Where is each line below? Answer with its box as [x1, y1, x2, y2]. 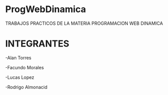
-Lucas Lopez [5, 74, 35, 80]
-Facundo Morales [5, 64, 44, 70]
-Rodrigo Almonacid [5, 84, 47, 90]
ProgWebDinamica [5, 4, 87, 15]
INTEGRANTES [5, 38, 70, 50]
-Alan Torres [5, 55, 32, 61]
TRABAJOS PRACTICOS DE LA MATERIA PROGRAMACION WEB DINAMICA [5, 20, 163, 26]
